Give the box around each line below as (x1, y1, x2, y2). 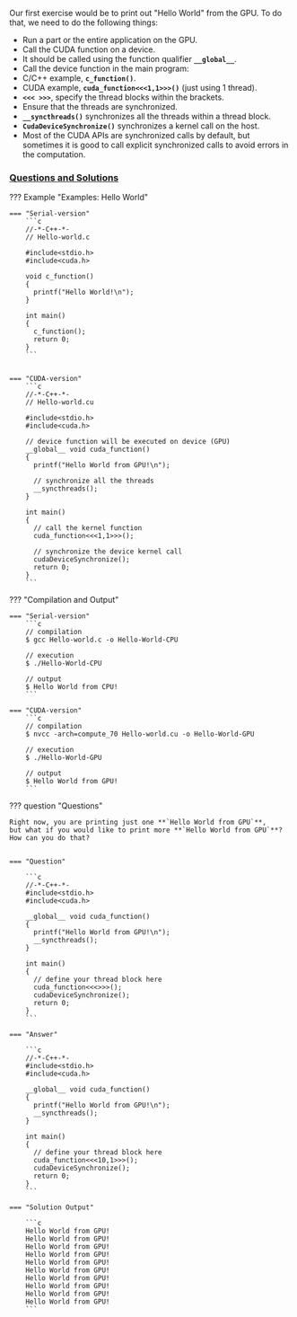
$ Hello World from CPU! (25, 683, 118, 692)
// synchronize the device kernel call (32, 547, 182, 556)
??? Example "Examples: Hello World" (9, 192, 148, 203)
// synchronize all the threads (32, 476, 154, 486)
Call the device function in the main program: (22, 63, 189, 74)
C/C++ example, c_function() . (22, 73, 136, 84)
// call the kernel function (32, 524, 143, 533)
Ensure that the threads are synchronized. (22, 102, 178, 111)
